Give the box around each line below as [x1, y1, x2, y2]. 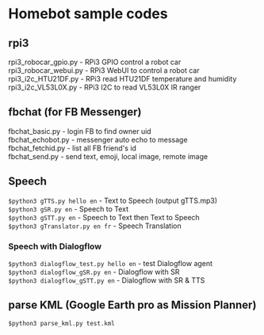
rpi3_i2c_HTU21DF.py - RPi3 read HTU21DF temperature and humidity [8, 74, 237, 83]
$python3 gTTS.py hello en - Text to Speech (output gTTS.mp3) [8, 196, 218, 205]
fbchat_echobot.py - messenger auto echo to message [8, 135, 188, 144]
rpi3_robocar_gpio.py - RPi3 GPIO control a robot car [8, 57, 182, 67]
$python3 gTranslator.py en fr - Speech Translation [8, 221, 182, 230]
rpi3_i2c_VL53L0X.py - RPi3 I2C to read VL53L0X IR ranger [8, 82, 201, 92]
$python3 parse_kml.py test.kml [8, 319, 115, 327]
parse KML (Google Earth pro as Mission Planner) [8, 299, 257, 312]
